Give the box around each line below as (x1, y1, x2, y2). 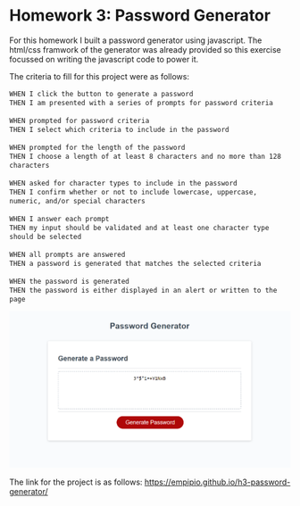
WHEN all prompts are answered (9, 250, 126, 259)
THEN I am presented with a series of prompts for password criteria (9, 98, 274, 107)
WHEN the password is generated (9, 277, 129, 286)
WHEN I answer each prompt (9, 214, 110, 223)
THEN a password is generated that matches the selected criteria (9, 259, 262, 268)
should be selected (9, 232, 82, 241)
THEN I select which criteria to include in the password (9, 125, 229, 134)
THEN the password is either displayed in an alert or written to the (9, 286, 278, 294)
